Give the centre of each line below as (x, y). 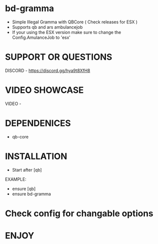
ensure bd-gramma (31, 194)
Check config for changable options (79, 213)
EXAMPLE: (16, 179)
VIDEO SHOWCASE (44, 90)
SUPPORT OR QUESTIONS (59, 57)
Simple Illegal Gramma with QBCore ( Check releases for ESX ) (75, 22)
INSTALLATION (36, 156)
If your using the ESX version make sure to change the (67, 32)
